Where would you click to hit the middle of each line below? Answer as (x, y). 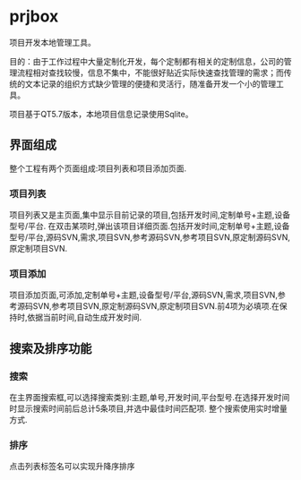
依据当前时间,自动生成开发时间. (85, 317)
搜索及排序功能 (51, 348)
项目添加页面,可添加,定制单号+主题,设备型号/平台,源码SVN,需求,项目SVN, (143, 295)
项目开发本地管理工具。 (52, 42)
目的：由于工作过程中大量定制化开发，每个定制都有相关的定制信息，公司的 (146, 61)
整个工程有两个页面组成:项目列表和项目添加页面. (98, 168)
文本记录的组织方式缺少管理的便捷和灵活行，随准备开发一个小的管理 (150, 83)
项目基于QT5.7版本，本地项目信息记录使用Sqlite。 (101, 114)
